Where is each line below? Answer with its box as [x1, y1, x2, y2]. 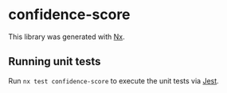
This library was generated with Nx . [8, 32, 125, 41]
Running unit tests [8, 55, 101, 68]
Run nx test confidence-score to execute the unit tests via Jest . [8, 76, 219, 85]
